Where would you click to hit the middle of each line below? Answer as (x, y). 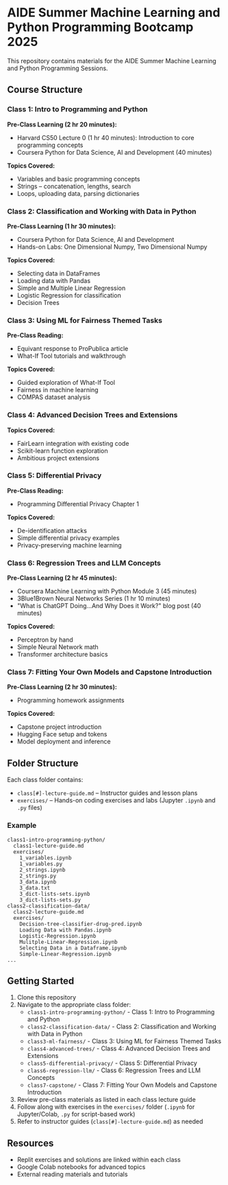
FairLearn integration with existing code (73, 443)
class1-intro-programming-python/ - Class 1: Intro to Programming (121, 1012)
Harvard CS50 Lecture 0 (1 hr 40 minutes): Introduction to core (106, 137)
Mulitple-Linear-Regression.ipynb (68, 942)
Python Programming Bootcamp (100, 27)
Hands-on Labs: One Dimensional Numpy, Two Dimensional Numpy (112, 247)
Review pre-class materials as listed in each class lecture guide (106, 1100)
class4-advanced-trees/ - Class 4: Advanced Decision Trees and (119, 1048)
